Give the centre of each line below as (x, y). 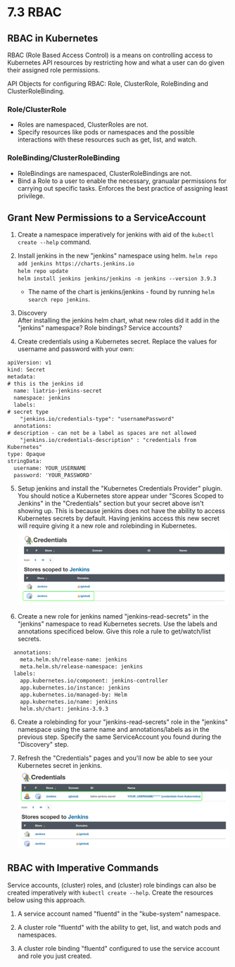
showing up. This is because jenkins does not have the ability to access (121, 511)
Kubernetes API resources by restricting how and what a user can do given (116, 63)
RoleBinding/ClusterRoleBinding (64, 158)
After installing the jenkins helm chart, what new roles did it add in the (119, 320)
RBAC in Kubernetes (53, 38)
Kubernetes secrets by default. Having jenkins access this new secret (119, 519)
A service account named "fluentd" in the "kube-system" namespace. (119, 914)
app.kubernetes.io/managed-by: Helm (74, 695)
